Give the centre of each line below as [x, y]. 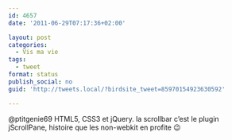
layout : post [30, 37]
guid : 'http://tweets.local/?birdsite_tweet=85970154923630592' [117, 89]
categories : [28, 45]
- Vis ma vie [37, 52]
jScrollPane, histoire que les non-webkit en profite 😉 [95, 127]
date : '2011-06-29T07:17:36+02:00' [67, 23]
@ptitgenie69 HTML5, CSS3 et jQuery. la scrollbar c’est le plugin [114, 119]
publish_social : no [41, 82]
